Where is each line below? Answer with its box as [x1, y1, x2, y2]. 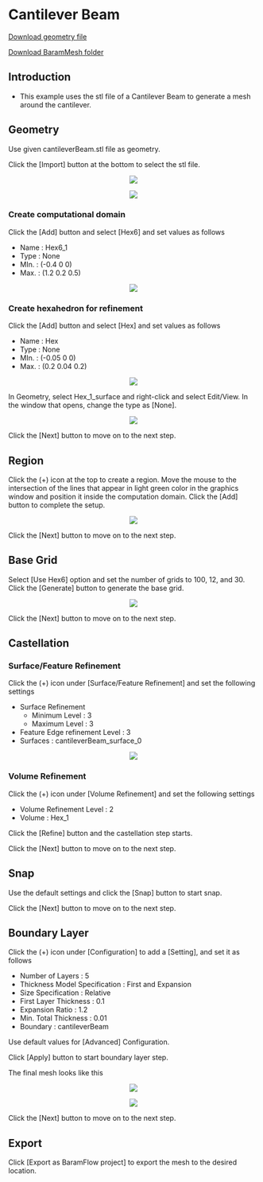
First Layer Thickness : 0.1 [19, 997, 105, 1006]
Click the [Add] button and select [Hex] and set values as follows [8, 321, 221, 331]
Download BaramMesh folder [8, 47, 104, 56]
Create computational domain [8, 209, 126, 220]
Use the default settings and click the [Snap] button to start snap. [8, 888, 222, 897]
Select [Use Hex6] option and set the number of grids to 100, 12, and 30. [8, 574, 246, 584]
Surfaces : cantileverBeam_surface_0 [19, 736, 142, 745]
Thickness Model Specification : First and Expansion [19, 980, 192, 990]
